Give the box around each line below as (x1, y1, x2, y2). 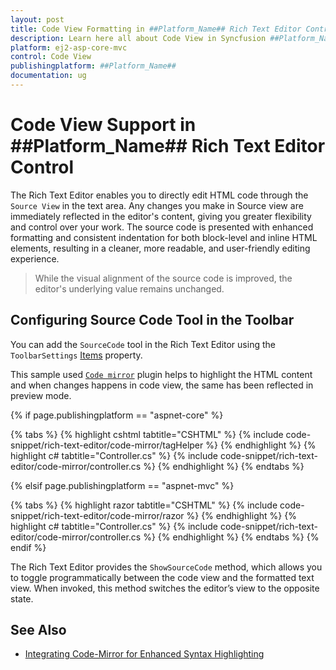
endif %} (10, 541, 47, 553)
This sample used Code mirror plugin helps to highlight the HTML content (10, 368, 313, 380)
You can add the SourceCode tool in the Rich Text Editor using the (10, 338, 276, 350)
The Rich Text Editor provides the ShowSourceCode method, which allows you (10, 561, 323, 573)
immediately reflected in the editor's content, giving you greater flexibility (10, 210, 312, 222)
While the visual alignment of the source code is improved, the (34, 272, 293, 284)
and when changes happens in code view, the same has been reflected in (10, 379, 314, 391)
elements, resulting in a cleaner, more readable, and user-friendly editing (10, 242, 311, 254)
